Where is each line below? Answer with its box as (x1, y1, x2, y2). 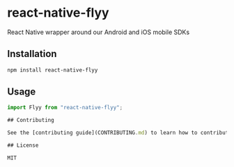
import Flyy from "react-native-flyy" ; (7, 104, 123, 111)
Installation (7, 48, 57, 60)
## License (7, 142, 39, 149)
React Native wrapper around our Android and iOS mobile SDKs (7, 28, 190, 36)
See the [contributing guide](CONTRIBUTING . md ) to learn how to (7, 129, 198, 136)
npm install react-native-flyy (7, 66, 98, 74)
